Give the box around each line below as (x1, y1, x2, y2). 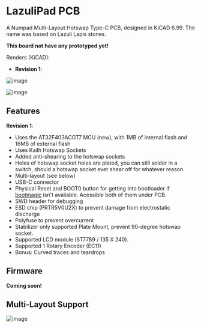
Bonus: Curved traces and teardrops (14, 248, 105, 256)
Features (6, 106, 40, 117)
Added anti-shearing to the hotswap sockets (14, 153, 125, 160)
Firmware (6, 266, 43, 276)
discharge (14, 210, 40, 217)
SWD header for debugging (14, 197, 83, 205)
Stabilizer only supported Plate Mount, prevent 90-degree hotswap (14, 223, 181, 230)
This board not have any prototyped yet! (6, 42, 109, 49)
